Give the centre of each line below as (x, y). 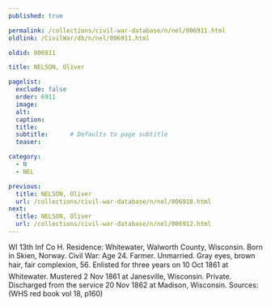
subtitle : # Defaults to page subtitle (92, 134)
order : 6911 (36, 97)
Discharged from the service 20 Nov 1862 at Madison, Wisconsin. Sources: (133, 285)
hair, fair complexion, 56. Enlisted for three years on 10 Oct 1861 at (119, 265)
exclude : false (41, 90)
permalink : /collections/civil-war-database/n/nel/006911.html (117, 30)
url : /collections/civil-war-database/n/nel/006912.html (114, 224)
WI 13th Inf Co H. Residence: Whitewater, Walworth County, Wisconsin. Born (135, 247)
